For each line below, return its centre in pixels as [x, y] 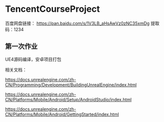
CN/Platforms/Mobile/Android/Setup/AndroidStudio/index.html [68, 99]
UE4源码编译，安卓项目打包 [33, 59]
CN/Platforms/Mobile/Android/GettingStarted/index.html [62, 114]
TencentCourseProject [52, 9]
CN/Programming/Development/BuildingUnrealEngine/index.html [71, 85]
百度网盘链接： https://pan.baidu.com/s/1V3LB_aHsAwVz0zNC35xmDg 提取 [82, 23]
